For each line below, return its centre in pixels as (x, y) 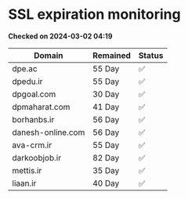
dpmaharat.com (41, 107)
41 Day (106, 107)
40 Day (106, 183)
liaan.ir (24, 183)
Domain (49, 55)
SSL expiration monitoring (95, 14)
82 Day (106, 157)
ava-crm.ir (32, 145)
